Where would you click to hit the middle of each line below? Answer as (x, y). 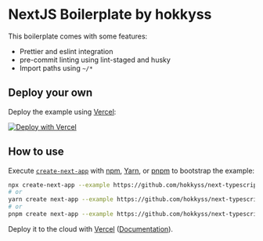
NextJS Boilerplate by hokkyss (110, 15)
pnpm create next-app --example (61, 214)
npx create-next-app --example (59, 185)
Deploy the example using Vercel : (62, 111)
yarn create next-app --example (61, 199)
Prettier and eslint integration (66, 51)
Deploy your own (50, 93)
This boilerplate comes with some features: (78, 36)
